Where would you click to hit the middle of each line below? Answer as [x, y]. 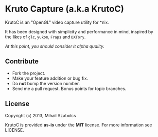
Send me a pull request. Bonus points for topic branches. [69, 89]
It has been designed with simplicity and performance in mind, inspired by [79, 31]
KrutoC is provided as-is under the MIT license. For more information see [79, 125]
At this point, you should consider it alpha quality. [55, 46]
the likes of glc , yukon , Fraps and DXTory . [45, 37]
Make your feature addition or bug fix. [50, 78]
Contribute [22, 61]
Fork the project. [29, 73]
